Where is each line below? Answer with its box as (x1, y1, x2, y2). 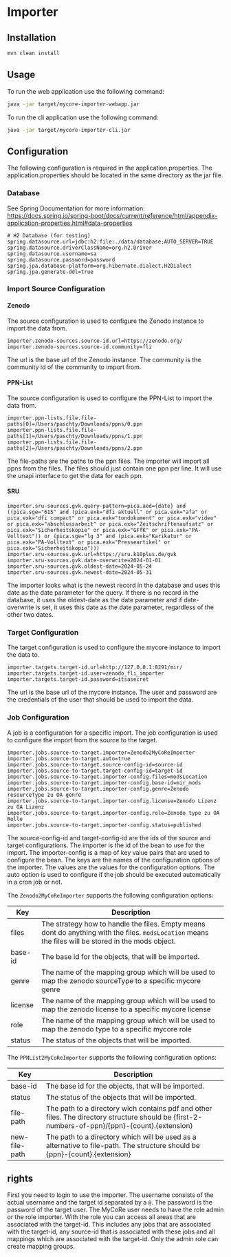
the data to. (7, 651, 40, 659)
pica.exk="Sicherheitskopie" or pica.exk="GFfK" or (7, 527, 158, 534)
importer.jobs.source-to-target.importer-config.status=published (7, 822, 201, 829)
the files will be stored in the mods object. (41, 936, 176, 946)
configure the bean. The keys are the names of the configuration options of (7, 855, 221, 864)
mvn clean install (7, 50, 60, 57)
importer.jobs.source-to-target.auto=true (7, 755, 131, 762)
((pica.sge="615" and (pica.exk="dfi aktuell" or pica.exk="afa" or (7, 508, 208, 516)
